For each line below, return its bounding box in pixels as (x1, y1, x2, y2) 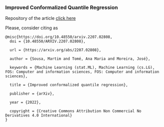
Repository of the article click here (5, 15, 76, 21)
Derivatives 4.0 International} (5, 113, 72, 118)
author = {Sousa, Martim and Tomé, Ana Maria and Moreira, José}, (9, 56, 151, 61)
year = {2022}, (9, 100, 41, 105)
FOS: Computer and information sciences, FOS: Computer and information (5, 69, 160, 75)
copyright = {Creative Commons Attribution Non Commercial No (9, 109, 142, 114)
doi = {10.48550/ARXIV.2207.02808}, (9, 39, 86, 44)
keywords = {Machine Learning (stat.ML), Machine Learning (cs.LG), (9, 65, 155, 70)
